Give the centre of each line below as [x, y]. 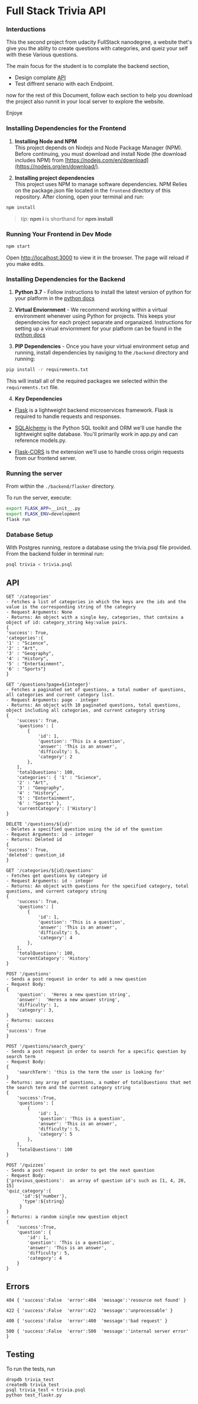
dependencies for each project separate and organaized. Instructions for [103, 323]
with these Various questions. [42, 55]
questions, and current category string [57, 891]
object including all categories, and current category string [86, 710]
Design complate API [40, 77]
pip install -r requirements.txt [47, 370]
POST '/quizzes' [26, 1165]
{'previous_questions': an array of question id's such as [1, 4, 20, [96, 1180]
